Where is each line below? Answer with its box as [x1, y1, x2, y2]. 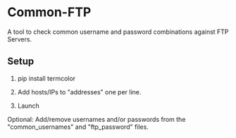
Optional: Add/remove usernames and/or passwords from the [7, 115, 186, 123]
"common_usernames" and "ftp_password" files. [7, 123, 149, 131]
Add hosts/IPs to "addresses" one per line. [17, 87, 142, 96]
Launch [17, 101, 40, 110]
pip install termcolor [17, 74, 76, 82]
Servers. [7, 34, 32, 43]
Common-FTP [7, 4, 92, 20]
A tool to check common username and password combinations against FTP [7, 27, 229, 36]
